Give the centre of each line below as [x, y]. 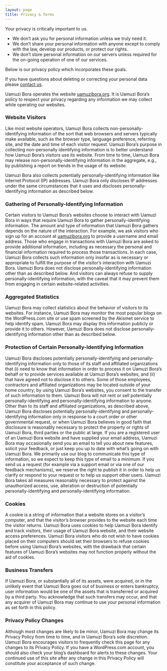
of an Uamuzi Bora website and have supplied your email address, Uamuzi [81, 438]
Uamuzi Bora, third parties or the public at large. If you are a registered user [83, 432]
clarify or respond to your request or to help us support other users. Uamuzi [83, 475]
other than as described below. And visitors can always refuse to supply [79, 273]
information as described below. [61, 191]
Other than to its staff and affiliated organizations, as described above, [77, 406]
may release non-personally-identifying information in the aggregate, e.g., [81, 160]
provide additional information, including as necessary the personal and [79, 247]
